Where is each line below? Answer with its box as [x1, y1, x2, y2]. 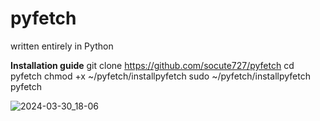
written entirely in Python [10, 40, 114, 52]
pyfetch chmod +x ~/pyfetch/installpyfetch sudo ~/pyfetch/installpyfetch [10, 70, 311, 82]
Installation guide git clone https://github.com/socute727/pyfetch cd [10, 59, 295, 71]
